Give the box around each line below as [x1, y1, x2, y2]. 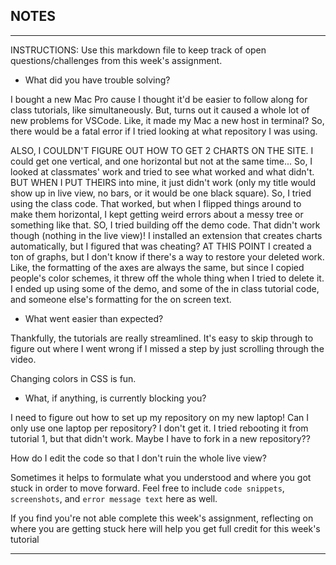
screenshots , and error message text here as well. [10, 492, 218, 504]
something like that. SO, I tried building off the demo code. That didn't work [10, 219, 321, 231]
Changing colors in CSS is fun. [10, 372, 137, 384]
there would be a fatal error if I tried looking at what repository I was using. [10, 125, 318, 137]
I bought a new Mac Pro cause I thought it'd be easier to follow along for [10, 93, 308, 105]
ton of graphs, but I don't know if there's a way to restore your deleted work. [10, 250, 325, 263]
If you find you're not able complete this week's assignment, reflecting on [10, 512, 314, 524]
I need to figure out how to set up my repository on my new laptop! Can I [10, 411, 310, 423]
